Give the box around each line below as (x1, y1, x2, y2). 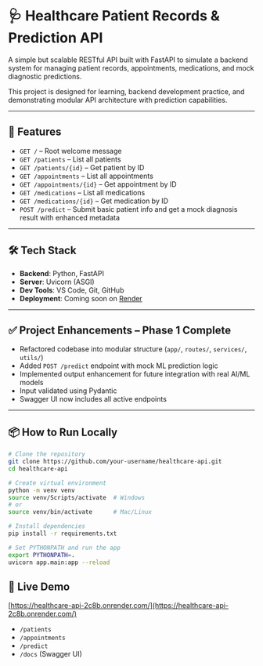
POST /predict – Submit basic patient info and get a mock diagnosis (19, 204, 238, 213)
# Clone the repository (8, 450, 86, 458)
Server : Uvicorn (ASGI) (19, 277, 95, 286)
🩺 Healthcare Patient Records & (8, 7, 221, 25)
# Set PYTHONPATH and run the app (8, 544, 121, 551)
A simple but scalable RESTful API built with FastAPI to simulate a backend (8, 55, 248, 64)
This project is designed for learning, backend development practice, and (8, 86, 245, 96)
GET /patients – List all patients (19, 155, 121, 164)
